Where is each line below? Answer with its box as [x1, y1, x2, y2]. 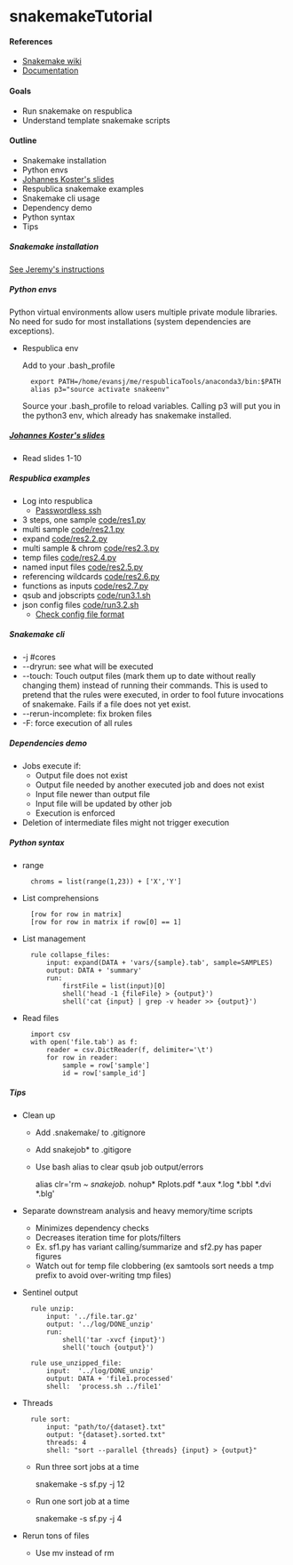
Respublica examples [9, 473, 91, 483]
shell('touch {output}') [61, 1343, 154, 1352]
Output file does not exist [35, 770, 129, 780]
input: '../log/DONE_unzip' [45, 1366, 154, 1375]
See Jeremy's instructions [9, 264, 105, 275]
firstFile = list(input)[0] [61, 981, 166, 990]
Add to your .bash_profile [21, 360, 115, 371]
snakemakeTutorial [9, 6, 153, 27]
